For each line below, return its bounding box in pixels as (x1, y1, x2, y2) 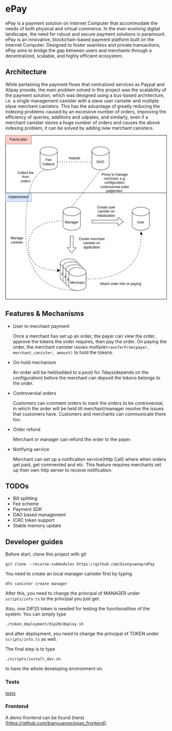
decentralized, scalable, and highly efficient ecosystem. (5, 52, 123, 59)
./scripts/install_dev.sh (5, 657, 61, 662)
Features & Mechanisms (5, 309, 84, 318)
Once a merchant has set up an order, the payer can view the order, (12, 333, 156, 339)
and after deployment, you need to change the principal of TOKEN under (5, 630, 159, 637)
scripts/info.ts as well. (5, 636, 58, 642)
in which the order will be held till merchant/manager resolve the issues (12, 405, 164, 411)
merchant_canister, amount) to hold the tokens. (12, 349, 114, 355)
